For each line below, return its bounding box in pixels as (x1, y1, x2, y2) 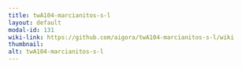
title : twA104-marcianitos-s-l (8, 11, 111, 20)
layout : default (8, 19, 61, 27)
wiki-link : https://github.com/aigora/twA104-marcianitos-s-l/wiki (8, 33, 235, 41)
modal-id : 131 (8, 26, 55, 34)
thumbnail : (8, 41, 44, 48)
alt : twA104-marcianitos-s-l (8, 48, 104, 55)
